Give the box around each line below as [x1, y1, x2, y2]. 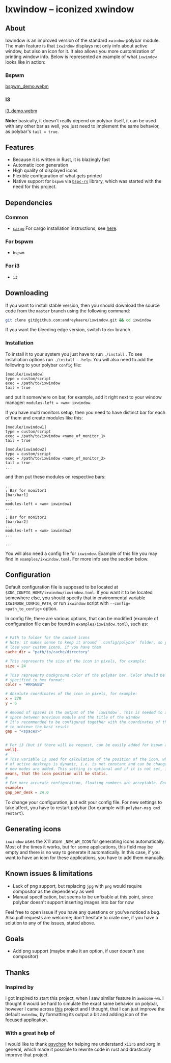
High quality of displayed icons [12, 167, 78, 174]
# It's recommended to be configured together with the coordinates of [5, 720, 160, 725]
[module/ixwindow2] [5, 447, 47, 452]
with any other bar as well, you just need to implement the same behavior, [5, 123, 160, 129]
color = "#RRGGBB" [5, 682, 44, 687]
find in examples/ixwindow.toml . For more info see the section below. [5, 555, 149, 562]
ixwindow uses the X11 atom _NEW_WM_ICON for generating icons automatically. [5, 838, 165, 844]
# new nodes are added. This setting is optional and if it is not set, [5, 766, 163, 772]
